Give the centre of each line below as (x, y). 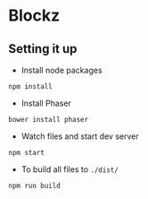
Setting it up (43, 49)
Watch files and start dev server (80, 136)
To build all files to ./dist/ (70, 169)
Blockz (34, 16)
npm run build (35, 186)
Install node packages (62, 70)
